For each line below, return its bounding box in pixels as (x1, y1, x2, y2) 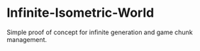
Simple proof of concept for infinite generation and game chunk (6, 28, 193, 36)
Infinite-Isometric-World (6, 5, 155, 21)
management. (6, 35, 48, 43)
